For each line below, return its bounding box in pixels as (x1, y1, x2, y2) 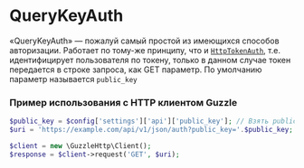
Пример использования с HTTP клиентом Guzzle (9, 96, 238, 108)
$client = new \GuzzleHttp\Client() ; (9, 141, 152, 150)
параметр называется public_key (9, 73, 138, 84)
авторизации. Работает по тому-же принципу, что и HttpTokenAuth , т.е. (9, 44, 280, 55)
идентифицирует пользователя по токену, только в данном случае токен (9, 54, 291, 65)
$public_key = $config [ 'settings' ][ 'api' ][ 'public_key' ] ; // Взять (9, 117, 270, 126)
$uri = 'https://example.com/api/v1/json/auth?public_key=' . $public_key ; (9, 126, 294, 135)
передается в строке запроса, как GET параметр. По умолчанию (9, 64, 262, 75)
